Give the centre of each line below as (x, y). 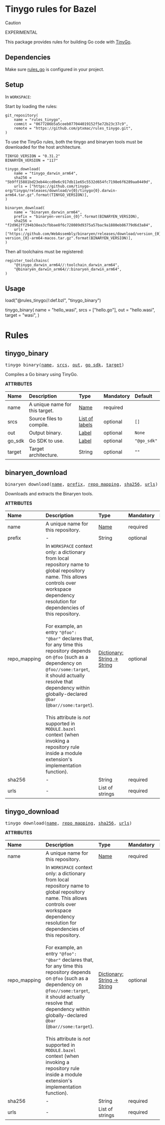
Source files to (45, 419)
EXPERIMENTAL (21, 32)
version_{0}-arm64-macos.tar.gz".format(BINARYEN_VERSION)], (69, 238)
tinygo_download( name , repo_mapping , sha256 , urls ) (69, 823)
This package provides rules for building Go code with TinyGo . (68, 42)
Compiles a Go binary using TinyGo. (41, 375)
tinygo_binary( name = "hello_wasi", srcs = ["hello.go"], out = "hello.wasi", (80, 310)
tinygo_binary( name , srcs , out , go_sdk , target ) (65, 365)
